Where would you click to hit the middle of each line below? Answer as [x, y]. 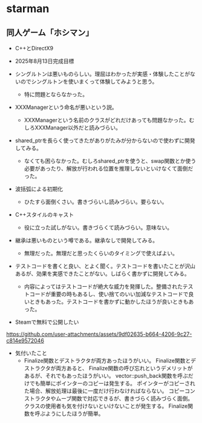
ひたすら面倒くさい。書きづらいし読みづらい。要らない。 [96, 202]
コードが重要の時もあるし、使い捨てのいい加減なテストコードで [109, 294]
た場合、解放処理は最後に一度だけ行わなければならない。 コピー [104, 391]
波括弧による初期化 [39, 189]
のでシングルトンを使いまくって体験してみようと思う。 [89, 81]
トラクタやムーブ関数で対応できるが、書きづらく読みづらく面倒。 [111, 398]
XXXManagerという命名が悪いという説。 [66, 107]
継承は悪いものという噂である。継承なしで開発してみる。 [86, 240]
